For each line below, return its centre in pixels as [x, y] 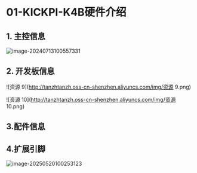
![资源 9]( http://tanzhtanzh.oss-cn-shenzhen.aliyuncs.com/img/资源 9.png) [98, 87]
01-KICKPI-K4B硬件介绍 [66, 12]
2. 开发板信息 [30, 72]
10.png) [16, 106]
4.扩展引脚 [26, 149]
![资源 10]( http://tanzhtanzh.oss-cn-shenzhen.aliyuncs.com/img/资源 [91, 99]
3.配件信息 [26, 127]
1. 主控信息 [26, 36]
